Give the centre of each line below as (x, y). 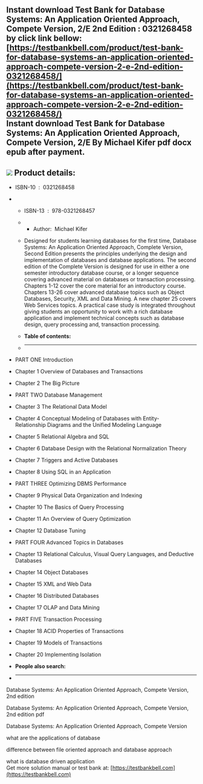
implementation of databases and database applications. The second (110, 260)
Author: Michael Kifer (60, 229)
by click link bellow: (44, 39)
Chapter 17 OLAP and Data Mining (57, 608)
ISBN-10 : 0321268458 (45, 187)
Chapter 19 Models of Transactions (59, 643)
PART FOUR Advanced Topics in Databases (69, 543)
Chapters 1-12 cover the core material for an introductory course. (105, 286)
